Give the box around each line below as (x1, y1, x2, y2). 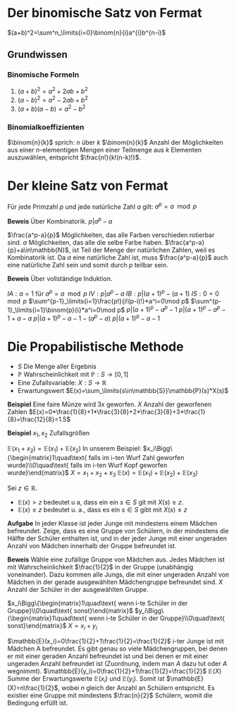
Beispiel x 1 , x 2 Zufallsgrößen (7, 429, 90, 439)
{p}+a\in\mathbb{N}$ (7, 246, 69, 255)
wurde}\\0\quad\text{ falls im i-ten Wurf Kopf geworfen (7, 461, 168, 469)
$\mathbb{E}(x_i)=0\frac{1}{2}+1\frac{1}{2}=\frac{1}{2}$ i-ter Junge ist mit (7, 637, 224, 646)
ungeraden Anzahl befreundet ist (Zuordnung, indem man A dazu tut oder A (7, 660, 228, 668)
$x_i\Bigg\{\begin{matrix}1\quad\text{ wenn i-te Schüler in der (7, 599, 188, 607)
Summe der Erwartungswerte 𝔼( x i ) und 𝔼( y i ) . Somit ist (7, 674, 165, 685)
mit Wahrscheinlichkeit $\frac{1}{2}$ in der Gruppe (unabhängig (7, 563, 194, 571)
